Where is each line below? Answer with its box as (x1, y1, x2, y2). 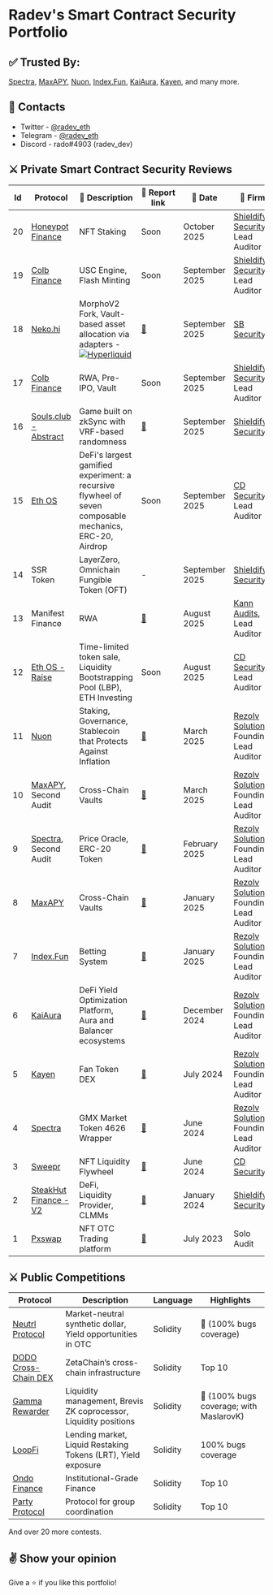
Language (153, 1295, 193, 1306)
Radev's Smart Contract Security (8, 6, 236, 24)
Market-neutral (64, 1308, 124, 1320)
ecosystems (78, 1035, 126, 1046)
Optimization (78, 994, 128, 1005)
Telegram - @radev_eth (19, 130, 99, 140)
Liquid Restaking (64, 1439, 129, 1450)
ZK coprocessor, (64, 1406, 129, 1417)
